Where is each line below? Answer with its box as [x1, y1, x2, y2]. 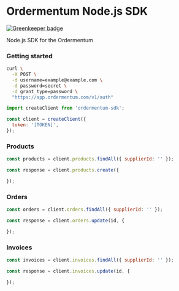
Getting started [6, 51, 53, 60]
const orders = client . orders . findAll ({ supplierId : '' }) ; [6, 206, 164, 213]
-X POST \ [12, 72, 37, 78]
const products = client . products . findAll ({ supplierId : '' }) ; [6, 156, 174, 162]
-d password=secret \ [12, 83, 67, 89]
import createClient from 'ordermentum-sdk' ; [6, 105, 124, 111]
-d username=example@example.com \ [12, 77, 103, 83]
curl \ [6, 66, 23, 72]
